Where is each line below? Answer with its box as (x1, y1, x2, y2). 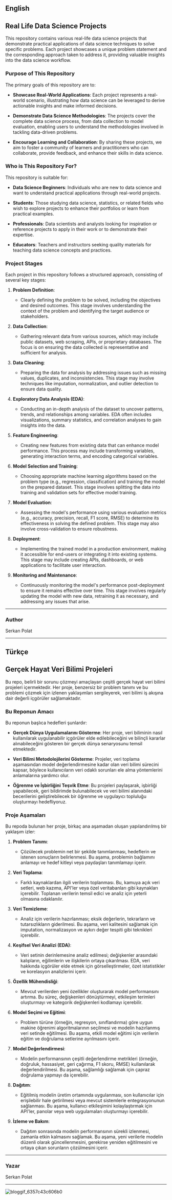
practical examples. (12, 210, 54, 217)
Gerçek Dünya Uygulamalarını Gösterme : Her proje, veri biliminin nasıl (12, 729, 163, 736)
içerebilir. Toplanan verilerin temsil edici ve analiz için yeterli (20, 890, 147, 897)
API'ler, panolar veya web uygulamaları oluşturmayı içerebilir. (20, 1108, 149, 1115)
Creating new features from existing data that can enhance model (20, 442, 159, 449)
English (5, 4, 30, 13)
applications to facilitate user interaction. (20, 562, 106, 568)
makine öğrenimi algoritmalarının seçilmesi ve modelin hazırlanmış (20, 1025, 160, 1031)
